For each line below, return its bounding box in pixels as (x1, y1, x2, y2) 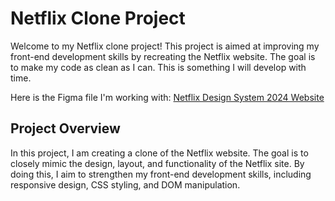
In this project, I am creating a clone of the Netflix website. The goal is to (10, 147, 309, 159)
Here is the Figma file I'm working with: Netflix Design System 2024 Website (10, 91, 325, 103)
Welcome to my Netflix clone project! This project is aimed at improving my (10, 40, 320, 52)
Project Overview (10, 120, 121, 137)
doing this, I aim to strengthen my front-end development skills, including (10, 168, 312, 180)
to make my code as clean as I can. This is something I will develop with (10, 61, 307, 73)
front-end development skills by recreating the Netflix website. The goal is (10, 50, 316, 62)
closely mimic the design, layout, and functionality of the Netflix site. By (10, 157, 305, 169)
